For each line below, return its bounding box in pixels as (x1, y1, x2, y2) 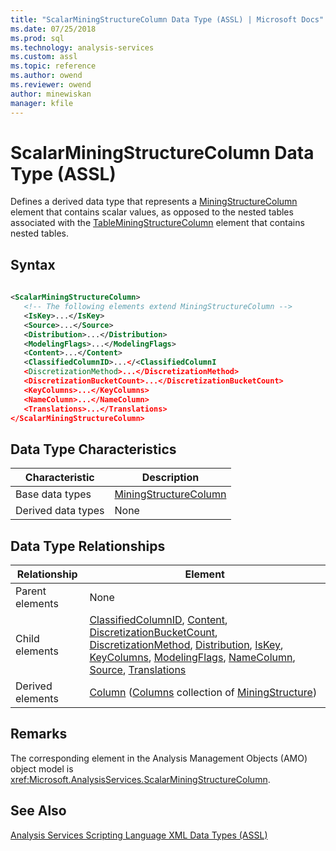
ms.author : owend (10, 71, 83, 81)
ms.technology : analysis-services (10, 42, 155, 53)
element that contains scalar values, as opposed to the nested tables (10, 206, 294, 218)
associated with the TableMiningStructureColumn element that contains (10, 217, 305, 229)
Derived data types (15, 504, 105, 518)
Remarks (10, 726, 68, 743)
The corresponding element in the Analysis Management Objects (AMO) (10, 752, 308, 764)
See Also (10, 802, 67, 820)
